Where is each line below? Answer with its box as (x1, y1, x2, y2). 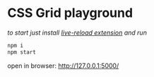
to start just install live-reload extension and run (7, 28, 147, 37)
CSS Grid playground (7, 5, 133, 21)
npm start (7, 48, 37, 56)
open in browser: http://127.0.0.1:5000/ (7, 61, 119, 70)
